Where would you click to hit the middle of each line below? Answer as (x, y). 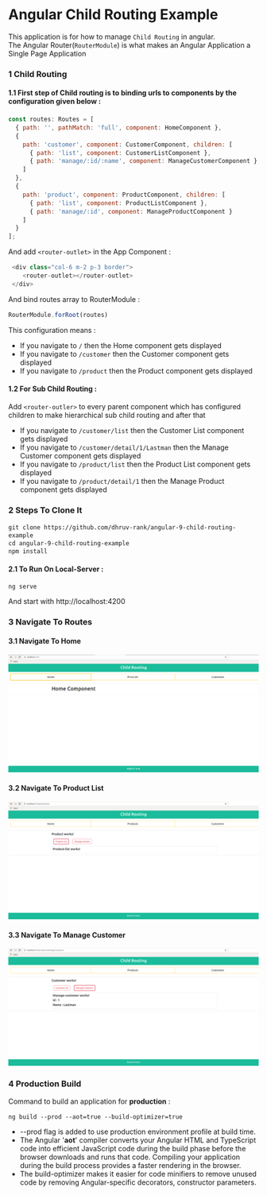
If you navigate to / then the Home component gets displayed (120, 345)
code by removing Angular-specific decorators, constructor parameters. (138, 1182)
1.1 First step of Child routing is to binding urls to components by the (122, 93)
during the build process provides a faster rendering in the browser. (130, 1165)
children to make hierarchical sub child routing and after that (107, 415)
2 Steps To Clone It (45, 510)
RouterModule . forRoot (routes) (58, 315)
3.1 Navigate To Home (45, 640)
